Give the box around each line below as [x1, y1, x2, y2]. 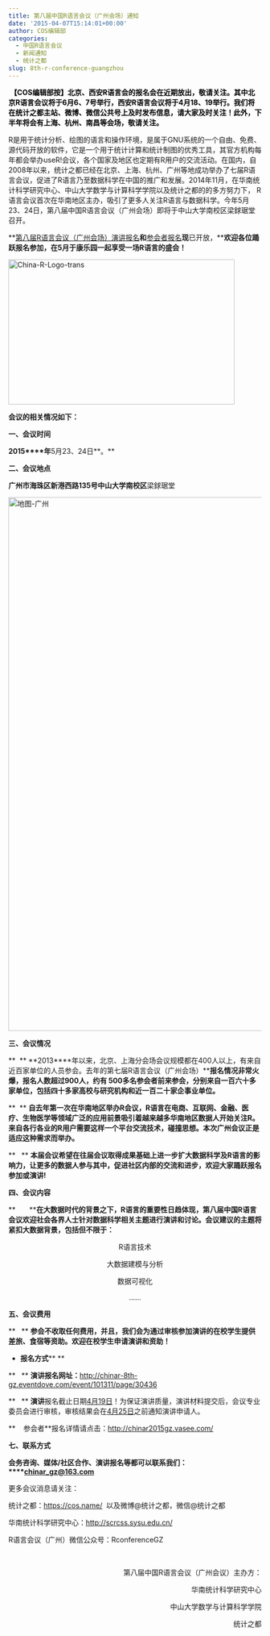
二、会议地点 [8, 463, 51, 472]
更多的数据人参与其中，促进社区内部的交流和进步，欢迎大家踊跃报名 [35, 1160, 262, 1170]
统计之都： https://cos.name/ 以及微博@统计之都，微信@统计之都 [8, 1501, 226, 1510]
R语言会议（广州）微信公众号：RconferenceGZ [8, 1534, 164, 1544]
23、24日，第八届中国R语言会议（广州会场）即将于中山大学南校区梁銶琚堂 [8, 205, 256, 214]
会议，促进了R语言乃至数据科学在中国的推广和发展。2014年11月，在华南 [14, 175, 253, 185]
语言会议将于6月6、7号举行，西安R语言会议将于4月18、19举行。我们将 [19, 98, 256, 107]
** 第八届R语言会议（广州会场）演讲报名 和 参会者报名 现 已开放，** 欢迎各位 [8, 232, 253, 242]
